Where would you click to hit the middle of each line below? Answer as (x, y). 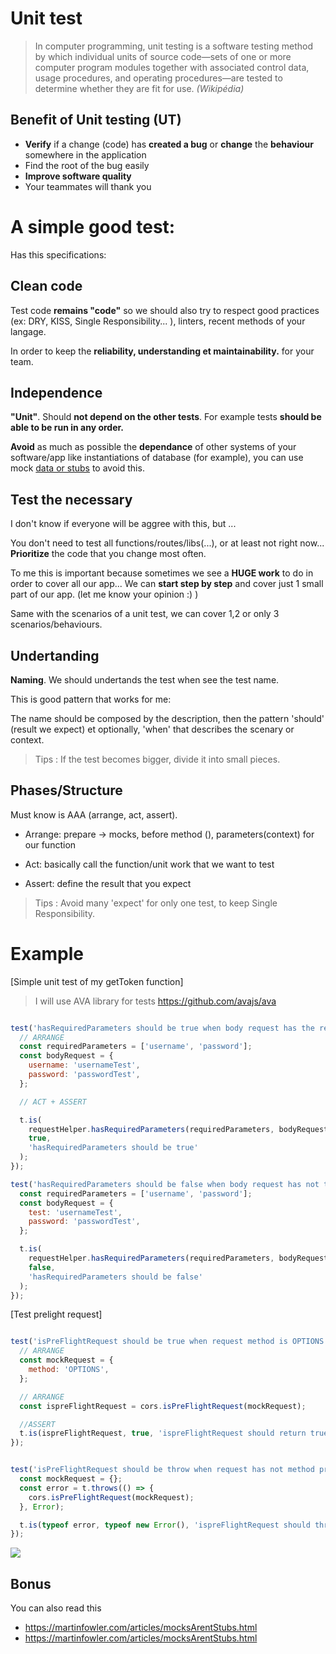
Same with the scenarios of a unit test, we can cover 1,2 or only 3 (145, 614)
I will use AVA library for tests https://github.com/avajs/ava (155, 1001)
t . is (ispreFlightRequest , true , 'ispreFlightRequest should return (163, 1433)
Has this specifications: (58, 254)
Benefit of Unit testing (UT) (96, 120)
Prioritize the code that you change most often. (108, 554)
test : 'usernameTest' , (75, 1212)
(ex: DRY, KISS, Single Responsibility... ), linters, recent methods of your (158, 321)
